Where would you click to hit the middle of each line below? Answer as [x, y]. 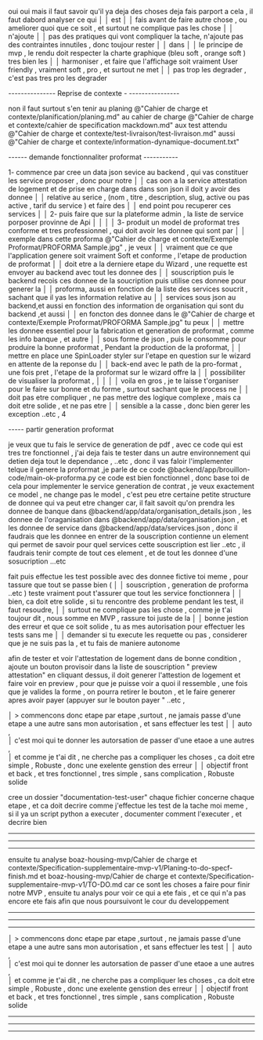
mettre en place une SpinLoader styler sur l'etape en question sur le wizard [130, 356]
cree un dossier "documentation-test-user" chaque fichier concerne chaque [131, 797]
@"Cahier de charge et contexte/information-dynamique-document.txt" [124, 142]
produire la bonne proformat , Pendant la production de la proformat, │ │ [125, 347]
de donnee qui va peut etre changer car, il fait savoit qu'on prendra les [121, 503]
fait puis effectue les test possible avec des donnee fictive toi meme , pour [128, 577]
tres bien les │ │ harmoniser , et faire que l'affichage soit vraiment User [123, 61]
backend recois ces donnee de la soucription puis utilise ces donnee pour [127, 281]
